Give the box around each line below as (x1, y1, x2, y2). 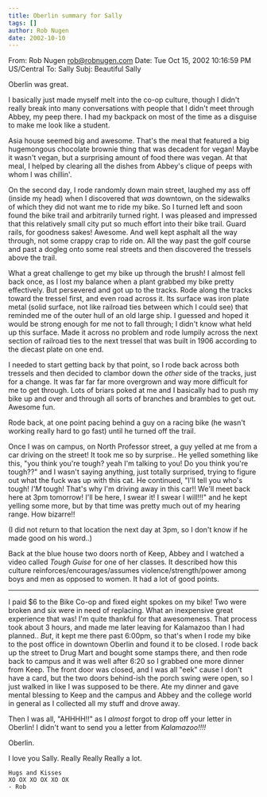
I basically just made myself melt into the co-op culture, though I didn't (8, 95, 240, 104)
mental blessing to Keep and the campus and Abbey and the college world (8, 690, 252, 700)
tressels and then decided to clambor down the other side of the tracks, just (8, 368, 257, 379)
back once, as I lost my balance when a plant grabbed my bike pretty (8, 277, 234, 287)
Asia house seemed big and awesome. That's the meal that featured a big (8, 136, 250, 146)
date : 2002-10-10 (8, 33, 66, 42)
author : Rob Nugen (8, 26, 69, 34)
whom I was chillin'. (8, 170, 72, 179)
